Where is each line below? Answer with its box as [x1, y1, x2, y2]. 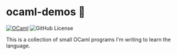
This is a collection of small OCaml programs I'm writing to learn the [6, 36, 171, 43]
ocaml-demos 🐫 [6, 5, 86, 19]
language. [6, 42, 31, 49]
